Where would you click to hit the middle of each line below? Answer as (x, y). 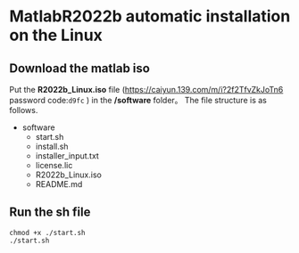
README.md (59, 184)
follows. (24, 110)
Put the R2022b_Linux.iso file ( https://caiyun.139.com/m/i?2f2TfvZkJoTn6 (146, 90)
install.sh (52, 146)
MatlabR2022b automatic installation (150, 16)
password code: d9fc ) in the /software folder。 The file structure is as (138, 100)
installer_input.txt (67, 156)
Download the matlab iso (79, 68)
